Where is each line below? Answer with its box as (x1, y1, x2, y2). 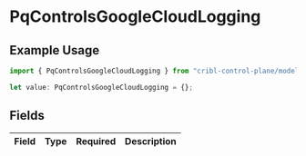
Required (76, 134, 117, 147)
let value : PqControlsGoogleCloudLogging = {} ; (9, 83, 194, 92)
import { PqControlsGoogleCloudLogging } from (9, 66, 189, 75)
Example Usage (9, 43, 100, 58)
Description (124, 134, 178, 147)
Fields (9, 108, 46, 123)
